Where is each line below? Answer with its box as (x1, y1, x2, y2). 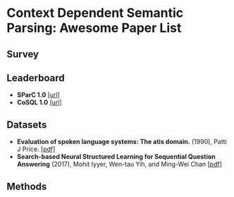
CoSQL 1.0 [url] (16, 98, 63, 107)
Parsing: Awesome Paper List (6, 20, 182, 36)
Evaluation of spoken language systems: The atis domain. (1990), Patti (16, 138, 227, 146)
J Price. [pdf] (16, 145, 56, 153)
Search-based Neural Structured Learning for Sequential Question (16, 153, 216, 161)
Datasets (6, 119, 47, 131)
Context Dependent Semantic (6, 5, 184, 21)
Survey (6, 48, 39, 60)
